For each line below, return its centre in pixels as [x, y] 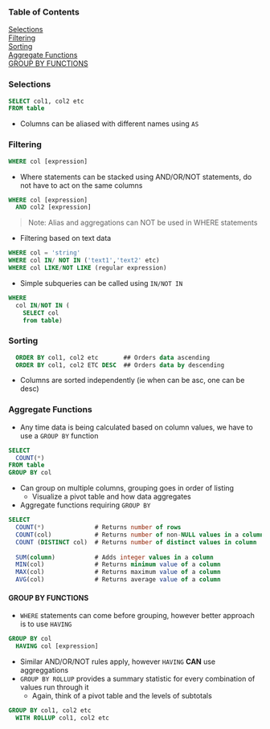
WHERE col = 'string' [45, 253]
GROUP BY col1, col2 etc [50, 711]
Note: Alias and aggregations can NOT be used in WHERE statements [143, 222]
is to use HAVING [46, 624]
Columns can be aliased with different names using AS [109, 124]
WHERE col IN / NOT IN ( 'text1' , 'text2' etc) [84, 261]
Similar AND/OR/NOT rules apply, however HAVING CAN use [118, 662]
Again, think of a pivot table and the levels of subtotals [122, 696]
